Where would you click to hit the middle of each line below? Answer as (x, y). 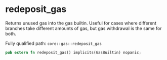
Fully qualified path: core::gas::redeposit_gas (54, 43)
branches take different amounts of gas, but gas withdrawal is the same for (83, 28)
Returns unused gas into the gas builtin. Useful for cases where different (81, 23)
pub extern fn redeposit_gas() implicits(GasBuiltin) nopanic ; (73, 52)
